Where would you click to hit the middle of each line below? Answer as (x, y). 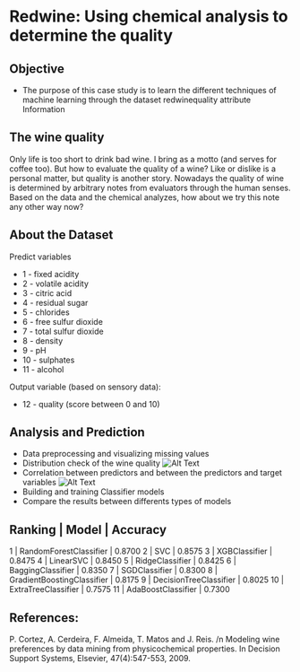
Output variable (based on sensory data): (85, 387)
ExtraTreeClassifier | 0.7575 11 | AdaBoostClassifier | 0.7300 (120, 589)
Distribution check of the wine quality (91, 463)
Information (43, 109)
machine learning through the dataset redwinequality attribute (137, 100)
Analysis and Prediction (77, 432)
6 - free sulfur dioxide (62, 321)
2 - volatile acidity (56, 284)
